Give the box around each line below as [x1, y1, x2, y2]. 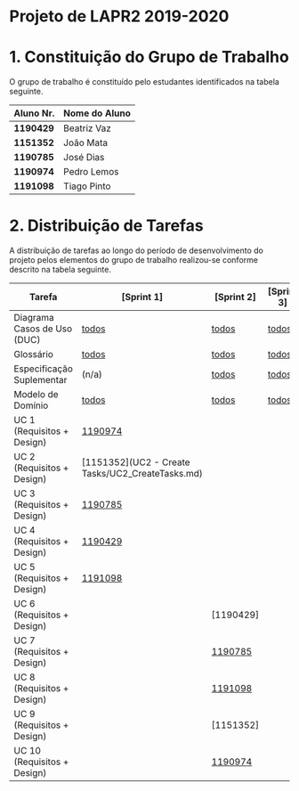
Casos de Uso [13, 322, 73, 335]
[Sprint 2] [214, 291, 256, 304]
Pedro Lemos [63, 166, 119, 178]
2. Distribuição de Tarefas [9, 216, 204, 236]
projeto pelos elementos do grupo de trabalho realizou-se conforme [9, 255, 258, 265]
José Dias [63, 151, 105, 164]
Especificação [13, 363, 74, 375]
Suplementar [13, 374, 68, 387]
